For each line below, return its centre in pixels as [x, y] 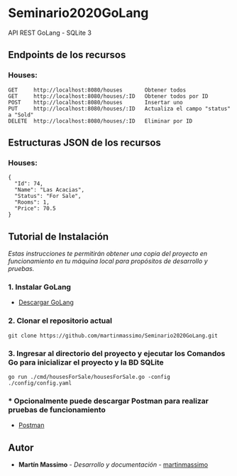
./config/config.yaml [40, 383]
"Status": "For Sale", [48, 197]
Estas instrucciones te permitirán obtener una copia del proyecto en [108, 254]
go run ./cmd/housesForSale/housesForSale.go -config [89, 377]
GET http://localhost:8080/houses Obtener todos [97, 90]
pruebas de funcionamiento [57, 409]
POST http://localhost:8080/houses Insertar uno [95, 102]
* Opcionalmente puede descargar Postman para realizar [108, 401]
